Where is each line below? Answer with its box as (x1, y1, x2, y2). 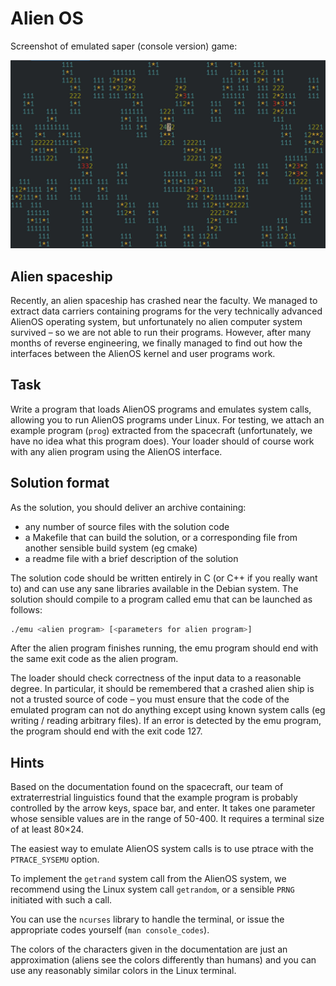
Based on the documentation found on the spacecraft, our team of (10, 781, 284, 793)
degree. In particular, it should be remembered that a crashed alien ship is (10, 683, 315, 695)
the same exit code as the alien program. (10, 653, 179, 665)
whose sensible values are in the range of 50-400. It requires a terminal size (10, 813, 325, 825)
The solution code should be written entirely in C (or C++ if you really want (10, 572, 318, 584)
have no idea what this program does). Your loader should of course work (10, 435, 315, 447)
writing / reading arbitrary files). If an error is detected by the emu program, (10, 715, 322, 727)
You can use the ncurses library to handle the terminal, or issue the (10, 913, 285, 926)
